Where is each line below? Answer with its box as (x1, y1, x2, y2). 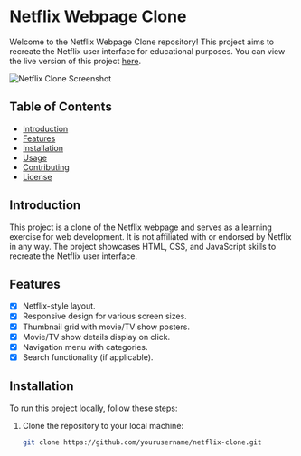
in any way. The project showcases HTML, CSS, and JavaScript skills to (9, 241, 277, 252)
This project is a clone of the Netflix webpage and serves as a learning (9, 222, 273, 233)
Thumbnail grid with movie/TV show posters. (22, 321, 190, 332)
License (22, 171, 52, 182)
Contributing (22, 161, 70, 173)
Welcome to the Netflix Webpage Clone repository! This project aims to (9, 36, 274, 47)
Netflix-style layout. (22, 300, 97, 311)
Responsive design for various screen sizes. (22, 310, 187, 322)
